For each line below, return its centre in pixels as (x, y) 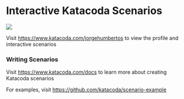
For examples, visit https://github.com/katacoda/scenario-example (86, 90)
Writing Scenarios (32, 59)
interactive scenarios (31, 44)
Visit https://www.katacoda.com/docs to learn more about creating (86, 72)
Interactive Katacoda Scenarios (84, 11)
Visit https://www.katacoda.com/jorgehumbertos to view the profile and (92, 38)
